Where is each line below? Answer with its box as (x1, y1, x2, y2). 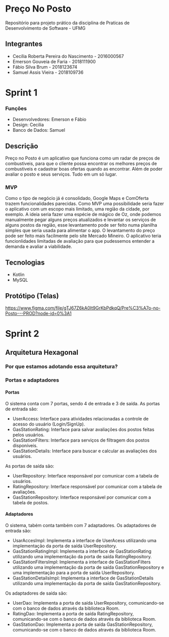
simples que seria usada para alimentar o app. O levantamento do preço (5, 228, 155, 234)
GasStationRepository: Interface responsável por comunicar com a (12, 494, 151, 500)
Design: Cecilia (12, 122, 44, 128)
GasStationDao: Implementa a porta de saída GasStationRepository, (12, 621, 153, 627)
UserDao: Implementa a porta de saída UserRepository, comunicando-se (12, 600, 164, 606)
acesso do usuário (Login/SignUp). (12, 421, 85, 427)
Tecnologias (5, 258, 45, 267)
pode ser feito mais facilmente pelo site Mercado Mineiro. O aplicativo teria (5, 233, 161, 239)
